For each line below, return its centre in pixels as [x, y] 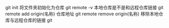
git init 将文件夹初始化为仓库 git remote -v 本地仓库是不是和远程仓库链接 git [84, 7]
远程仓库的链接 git [33, 20]
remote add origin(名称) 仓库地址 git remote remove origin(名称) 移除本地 [82, 14]
